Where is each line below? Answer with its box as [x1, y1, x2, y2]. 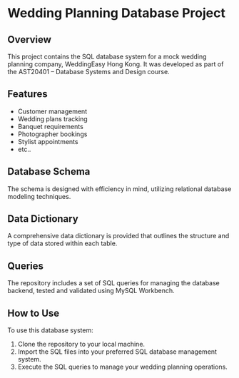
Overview [7, 34, 52, 46]
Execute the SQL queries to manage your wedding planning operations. [17, 362, 228, 372]
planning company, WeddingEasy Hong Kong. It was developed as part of [7, 60, 224, 68]
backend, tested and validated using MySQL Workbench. [7, 287, 175, 295]
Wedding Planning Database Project [7, 5, 226, 21]
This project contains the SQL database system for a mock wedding [7, 52, 207, 61]
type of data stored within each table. [7, 239, 118, 247]
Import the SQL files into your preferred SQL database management [17, 347, 218, 356]
